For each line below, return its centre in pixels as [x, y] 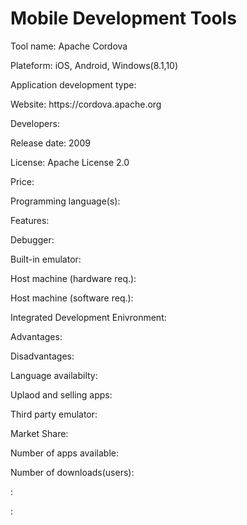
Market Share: [39, 433]
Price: [22, 181]
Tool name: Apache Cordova [69, 46]
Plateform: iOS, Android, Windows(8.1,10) [94, 65]
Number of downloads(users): [72, 472]
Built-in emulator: [46, 259]
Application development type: [73, 84]
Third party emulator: [54, 414]
